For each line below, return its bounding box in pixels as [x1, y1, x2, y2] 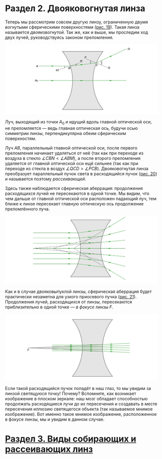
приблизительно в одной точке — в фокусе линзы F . [5, 304, 113, 310]
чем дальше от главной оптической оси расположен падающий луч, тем [5, 196, 157, 202]
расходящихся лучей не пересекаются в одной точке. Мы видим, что [5, 190, 149, 197]
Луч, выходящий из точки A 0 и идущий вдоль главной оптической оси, [5, 119, 152, 126]
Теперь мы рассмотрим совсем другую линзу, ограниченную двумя [5, 19, 148, 25]
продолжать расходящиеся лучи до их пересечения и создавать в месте [5, 401, 158, 407]
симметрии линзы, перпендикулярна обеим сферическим [5, 131, 126, 136]
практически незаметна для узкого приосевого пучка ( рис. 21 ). [5, 294, 137, 300]
